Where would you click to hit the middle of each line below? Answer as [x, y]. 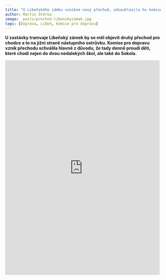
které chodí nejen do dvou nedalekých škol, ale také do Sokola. [71, 54]
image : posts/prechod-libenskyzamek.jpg [48, 19]
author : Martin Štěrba [28, 14]
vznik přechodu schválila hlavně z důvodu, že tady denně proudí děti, [78, 48]
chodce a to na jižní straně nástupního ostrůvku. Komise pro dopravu [77, 43]
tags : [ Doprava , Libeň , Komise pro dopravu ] [52, 24]
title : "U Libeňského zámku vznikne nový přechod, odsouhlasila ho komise [84, 10]
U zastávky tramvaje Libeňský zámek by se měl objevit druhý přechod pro [83, 38]
